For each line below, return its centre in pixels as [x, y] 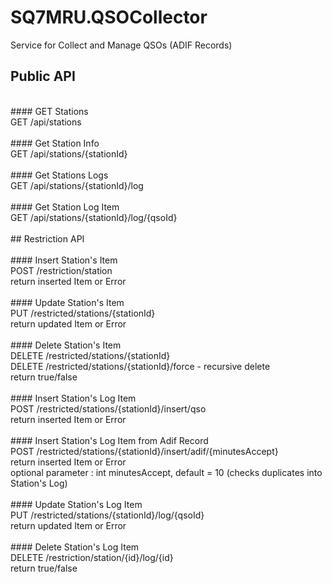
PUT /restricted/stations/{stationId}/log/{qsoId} [107, 515]
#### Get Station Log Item [65, 207]
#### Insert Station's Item [64, 260]
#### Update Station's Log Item [76, 504]
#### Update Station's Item [67, 302]
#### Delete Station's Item [66, 345]
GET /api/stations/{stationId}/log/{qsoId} [94, 217]
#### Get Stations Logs [59, 175]
